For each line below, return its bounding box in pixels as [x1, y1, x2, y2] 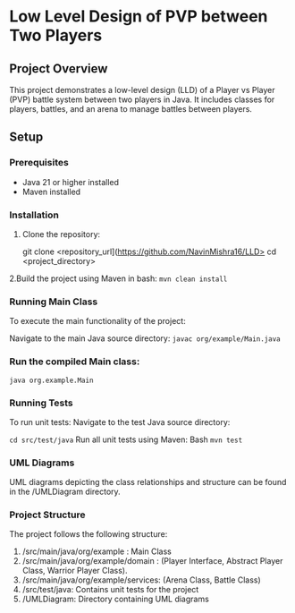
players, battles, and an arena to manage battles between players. [9, 104, 253, 114]
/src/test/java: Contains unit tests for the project [21, 584, 199, 595]
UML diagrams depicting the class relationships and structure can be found [9, 477, 287, 488]
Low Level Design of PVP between [9, 6, 268, 27]
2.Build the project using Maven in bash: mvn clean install [9, 273, 228, 284]
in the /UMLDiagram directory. [9, 486, 121, 498]
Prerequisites [9, 157, 69, 169]
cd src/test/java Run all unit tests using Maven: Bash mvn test [9, 434, 243, 445]
